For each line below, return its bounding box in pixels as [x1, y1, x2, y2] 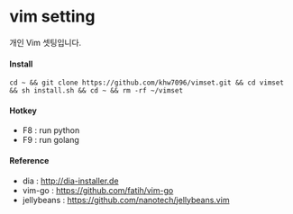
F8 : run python [22, 125, 80, 136]
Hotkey [9, 105, 38, 116]
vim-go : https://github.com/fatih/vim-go [22, 184, 174, 195]
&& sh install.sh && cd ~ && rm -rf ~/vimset [9, 86, 183, 95]
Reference [9, 155, 50, 165]
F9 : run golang [22, 135, 79, 146]
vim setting [9, 6, 96, 27]
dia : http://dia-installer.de [22, 175, 119, 186]
